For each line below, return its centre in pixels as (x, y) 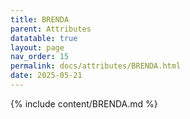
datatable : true (44, 38)
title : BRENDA (40, 19)
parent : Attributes (51, 29)
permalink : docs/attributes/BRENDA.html (96, 66)
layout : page (37, 47)
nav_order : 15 (40, 57)
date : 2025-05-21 (46, 76)
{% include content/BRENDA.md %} (84, 103)
